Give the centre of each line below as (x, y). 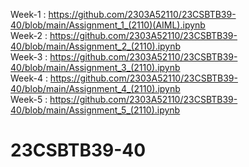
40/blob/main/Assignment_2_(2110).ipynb (96, 46)
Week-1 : (28, 14)
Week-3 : (29, 57)
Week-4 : (29, 78)
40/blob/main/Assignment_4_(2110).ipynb (95, 88)
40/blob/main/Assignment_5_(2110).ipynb (95, 110)
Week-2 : (29, 35)
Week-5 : (29, 99)
